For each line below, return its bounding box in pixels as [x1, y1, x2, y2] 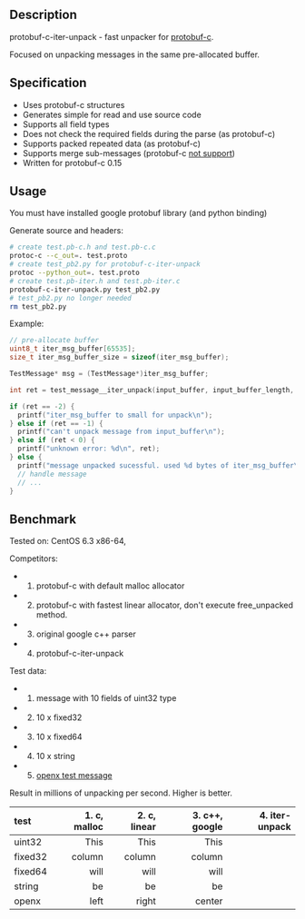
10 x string [35, 751, 75, 762]
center [194, 894, 223, 907]
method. [35, 609, 68, 620]
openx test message [35, 770, 113, 781]
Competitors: [9, 553, 59, 564]
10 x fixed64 [35, 731, 83, 743]
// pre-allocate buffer [9, 336, 100, 345]
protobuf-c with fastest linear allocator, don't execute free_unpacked [35, 599, 293, 611]
